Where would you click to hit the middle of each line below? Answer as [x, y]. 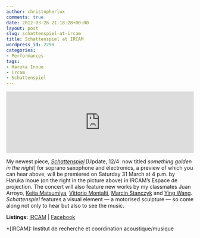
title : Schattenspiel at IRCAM [45, 39]
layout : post [22, 28]
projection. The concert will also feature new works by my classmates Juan [99, 187]
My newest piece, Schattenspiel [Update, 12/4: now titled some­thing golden [99, 161]
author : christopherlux [36, 12]
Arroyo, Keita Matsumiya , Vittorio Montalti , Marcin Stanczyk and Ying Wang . [99, 193]
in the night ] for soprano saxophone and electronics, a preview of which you [100, 168]
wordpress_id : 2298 [30, 45]
